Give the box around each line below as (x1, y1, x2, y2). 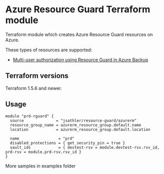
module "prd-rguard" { (5, 114, 54, 119)
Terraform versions (5, 72, 69, 80)
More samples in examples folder (5, 163, 76, 169)
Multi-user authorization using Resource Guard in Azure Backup (12, 56, 149, 62)
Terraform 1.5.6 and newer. (5, 85, 62, 91)
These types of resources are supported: (5, 47, 93, 53)
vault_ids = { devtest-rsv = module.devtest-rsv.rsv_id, (10, 145, 160, 150)
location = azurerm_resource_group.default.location (10, 127, 151, 132)
